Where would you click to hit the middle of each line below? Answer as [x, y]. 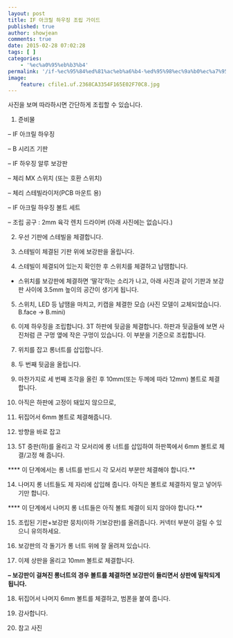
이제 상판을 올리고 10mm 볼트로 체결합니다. [76, 561]
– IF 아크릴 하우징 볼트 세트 [44, 207]
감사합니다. [33, 613]
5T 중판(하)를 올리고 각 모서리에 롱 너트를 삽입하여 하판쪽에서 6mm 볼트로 [118, 447]
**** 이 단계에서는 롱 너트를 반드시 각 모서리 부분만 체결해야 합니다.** [102, 470]
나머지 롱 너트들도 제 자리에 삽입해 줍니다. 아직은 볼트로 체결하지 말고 [111, 485]
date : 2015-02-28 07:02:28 [47, 46]
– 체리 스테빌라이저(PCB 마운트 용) [55, 193]
